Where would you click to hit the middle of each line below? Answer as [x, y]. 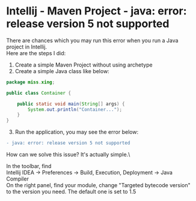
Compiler [17, 179]
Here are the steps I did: [36, 53]
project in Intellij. [26, 47]
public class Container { [38, 93]
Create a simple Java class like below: [62, 71]
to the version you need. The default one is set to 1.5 [71, 192]
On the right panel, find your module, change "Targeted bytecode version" [98, 185]
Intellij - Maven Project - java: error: [96, 11]
